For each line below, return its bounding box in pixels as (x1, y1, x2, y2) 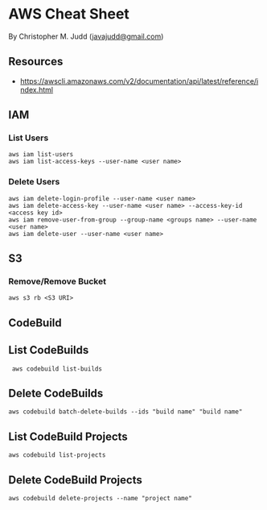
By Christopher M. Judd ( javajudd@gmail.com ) (8, 31, 164, 41)
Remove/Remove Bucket (8, 276, 107, 287)
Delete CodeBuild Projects (8, 473, 142, 487)
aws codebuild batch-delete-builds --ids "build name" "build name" (8, 408, 243, 416)
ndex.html (19, 85, 54, 94)
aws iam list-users (8, 151, 74, 159)
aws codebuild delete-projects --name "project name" (8, 495, 193, 503)
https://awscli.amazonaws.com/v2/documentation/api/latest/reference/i (19, 76, 259, 85)
